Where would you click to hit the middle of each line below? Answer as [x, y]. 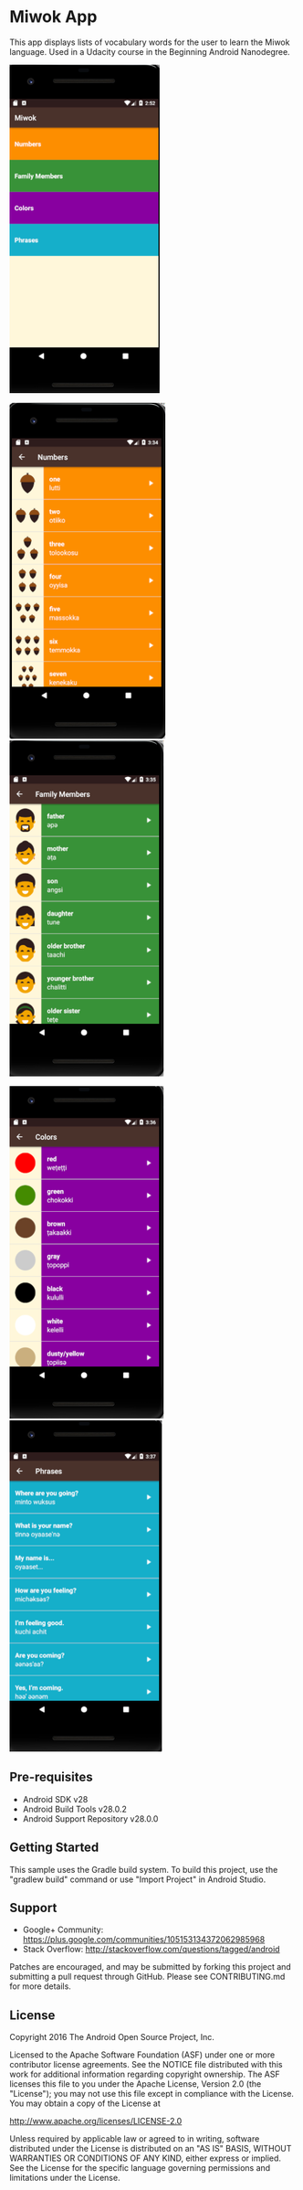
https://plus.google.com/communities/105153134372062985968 [144, 1940]
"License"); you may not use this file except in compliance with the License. [152, 2094]
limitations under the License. [65, 2178]
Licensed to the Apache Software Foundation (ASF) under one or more [142, 2055]
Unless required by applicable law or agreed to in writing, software [135, 2139]
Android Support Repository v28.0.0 [90, 1818]
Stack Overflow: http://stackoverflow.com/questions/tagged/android [151, 1950]
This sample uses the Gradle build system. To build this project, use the [144, 1869]
